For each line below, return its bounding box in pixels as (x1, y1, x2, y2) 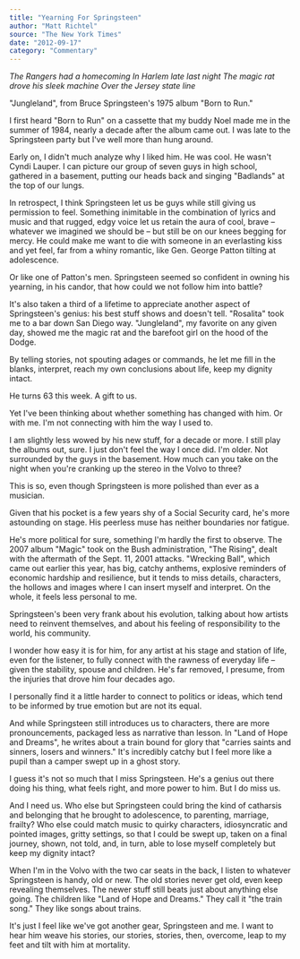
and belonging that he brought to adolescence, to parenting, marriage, (9, 809, 270, 820)
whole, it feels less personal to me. (9, 592, 138, 603)
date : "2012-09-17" (9, 38, 82, 47)
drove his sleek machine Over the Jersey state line (9, 81, 196, 91)
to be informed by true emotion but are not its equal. (9, 700, 202, 712)
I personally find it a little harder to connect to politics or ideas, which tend (9, 691, 283, 702)
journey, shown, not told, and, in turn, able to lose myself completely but (9, 838, 276, 849)
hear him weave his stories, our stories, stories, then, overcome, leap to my (9, 930, 287, 941)
